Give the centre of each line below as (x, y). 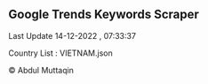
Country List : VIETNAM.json (60, 53)
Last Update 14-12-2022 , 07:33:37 (72, 35)
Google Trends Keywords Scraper (104, 15)
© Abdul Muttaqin (41, 70)
